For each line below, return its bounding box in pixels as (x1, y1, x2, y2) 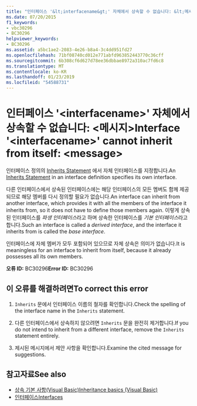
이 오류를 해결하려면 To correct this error (6, 284, 148, 294)
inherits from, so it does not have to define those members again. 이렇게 (6, 206, 180, 213)
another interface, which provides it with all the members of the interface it (6, 199, 187, 206)
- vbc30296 (6, 25, 33, 31)
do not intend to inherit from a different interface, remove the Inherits (14, 326, 185, 333)
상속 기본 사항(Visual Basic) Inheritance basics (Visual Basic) (14, 386, 158, 393)
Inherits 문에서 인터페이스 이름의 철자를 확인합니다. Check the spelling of (14, 300, 186, 307)
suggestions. (14, 351, 46, 358)
